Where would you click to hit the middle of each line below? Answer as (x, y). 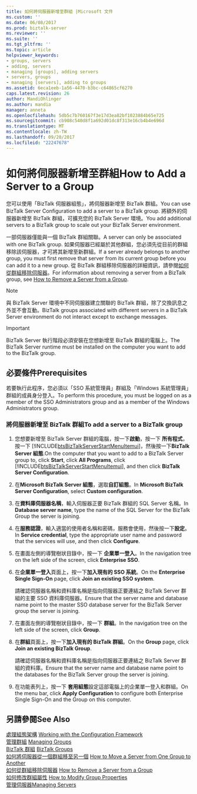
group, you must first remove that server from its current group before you (96, 258)
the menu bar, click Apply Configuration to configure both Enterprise (99, 693)
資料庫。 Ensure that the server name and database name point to (104, 668)
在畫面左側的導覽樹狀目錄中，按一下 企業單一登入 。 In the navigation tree (103, 553)
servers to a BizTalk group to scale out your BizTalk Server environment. (94, 225)
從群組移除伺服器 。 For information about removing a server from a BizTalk (96, 272)
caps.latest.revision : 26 (38, 93)
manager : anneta (26, 110)
